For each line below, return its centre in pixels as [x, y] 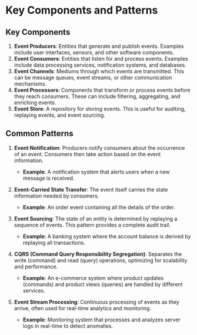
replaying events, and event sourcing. [59, 115]
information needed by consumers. [56, 196]
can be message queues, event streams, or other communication [93, 78]
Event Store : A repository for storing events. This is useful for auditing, [100, 109]
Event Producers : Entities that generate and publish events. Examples [99, 46]
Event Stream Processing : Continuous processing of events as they [97, 302]
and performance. [36, 267]
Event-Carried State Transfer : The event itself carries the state [91, 189]
